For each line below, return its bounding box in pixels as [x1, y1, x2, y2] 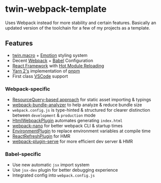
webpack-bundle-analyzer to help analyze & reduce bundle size [12, 102, 142, 108]
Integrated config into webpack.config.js [12, 172, 95, 178]
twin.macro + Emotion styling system [12, 52, 88, 58]
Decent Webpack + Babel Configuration [12, 58, 94, 63]
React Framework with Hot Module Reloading [12, 62, 104, 68]
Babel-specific [5, 151, 41, 157]
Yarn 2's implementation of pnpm [12, 68, 80, 74]
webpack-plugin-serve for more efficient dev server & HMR [12, 139, 133, 145]
